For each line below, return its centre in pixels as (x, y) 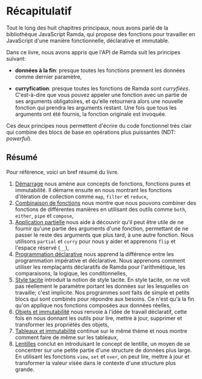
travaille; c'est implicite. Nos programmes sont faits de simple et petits (102, 292)
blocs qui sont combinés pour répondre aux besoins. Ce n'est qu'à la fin (105, 299)
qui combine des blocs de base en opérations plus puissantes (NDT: (91, 132)
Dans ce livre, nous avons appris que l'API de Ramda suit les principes (93, 52)
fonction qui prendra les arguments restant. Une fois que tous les (96, 107)
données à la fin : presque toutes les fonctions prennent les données (100, 70)
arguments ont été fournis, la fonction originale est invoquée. (91, 114)
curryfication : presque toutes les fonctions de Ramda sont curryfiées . (102, 88)
